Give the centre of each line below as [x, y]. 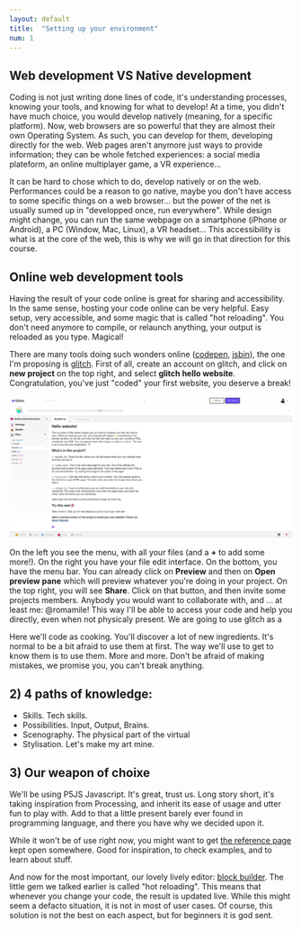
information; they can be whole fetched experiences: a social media [135, 155]
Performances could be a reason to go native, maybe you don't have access [150, 191]
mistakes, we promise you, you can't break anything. [107, 665]
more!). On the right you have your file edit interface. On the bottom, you [143, 562]
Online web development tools [97, 277]
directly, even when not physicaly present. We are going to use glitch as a [146, 619]
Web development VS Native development [130, 75]
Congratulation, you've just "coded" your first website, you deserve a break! [150, 383]
